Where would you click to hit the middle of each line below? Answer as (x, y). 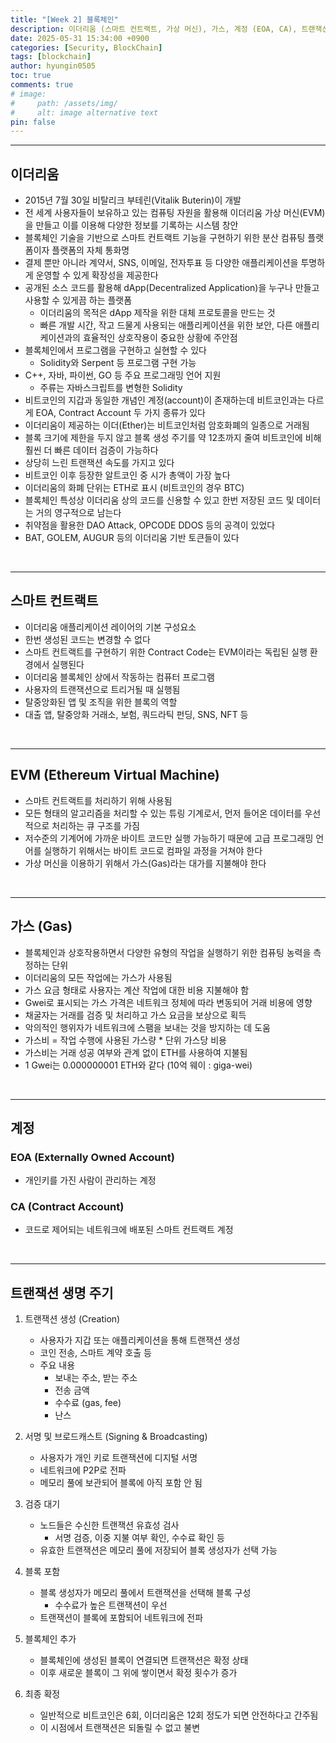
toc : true (31, 76)
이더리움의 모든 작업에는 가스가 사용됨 (98, 977)
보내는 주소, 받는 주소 (96, 1378)
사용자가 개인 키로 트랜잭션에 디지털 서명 (118, 1458)
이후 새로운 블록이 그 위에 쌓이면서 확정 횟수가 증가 (138, 1673)
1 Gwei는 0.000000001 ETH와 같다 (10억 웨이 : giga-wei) (138, 1065)
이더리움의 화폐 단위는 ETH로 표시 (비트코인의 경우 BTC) (134, 488)
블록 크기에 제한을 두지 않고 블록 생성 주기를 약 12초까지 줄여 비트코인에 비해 (173, 438)
